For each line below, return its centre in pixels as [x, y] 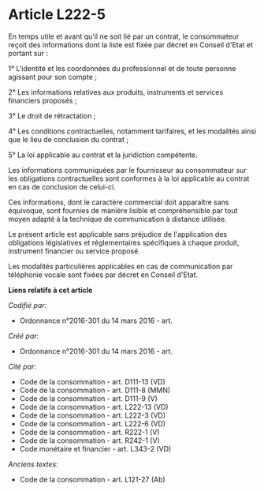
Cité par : [22, 366]
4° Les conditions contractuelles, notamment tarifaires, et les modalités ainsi [132, 131]
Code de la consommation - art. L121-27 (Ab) [92, 479]
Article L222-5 [57, 15]
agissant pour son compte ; [52, 77]
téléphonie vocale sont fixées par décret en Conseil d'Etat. [103, 275]
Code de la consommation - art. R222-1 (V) [89, 432]
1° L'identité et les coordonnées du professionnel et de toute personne [122, 68]
